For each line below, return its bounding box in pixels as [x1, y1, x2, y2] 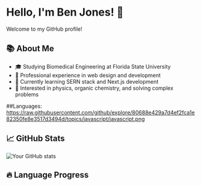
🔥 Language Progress [6, 170, 89, 180]
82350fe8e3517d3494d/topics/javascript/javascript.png [6, 115, 146, 122]
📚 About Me [6, 43, 54, 54]
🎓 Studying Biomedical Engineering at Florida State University [14, 63, 171, 70]
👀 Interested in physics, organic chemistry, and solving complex [14, 84, 173, 91]
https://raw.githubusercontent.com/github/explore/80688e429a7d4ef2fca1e [6, 108, 195, 116]
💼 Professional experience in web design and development [14, 72, 161, 79]
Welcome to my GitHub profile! [6, 25, 82, 33]
